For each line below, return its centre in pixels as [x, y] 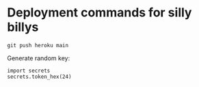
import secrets [29, 71]
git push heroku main [38, 45]
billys [23, 27]
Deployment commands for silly [99, 13]
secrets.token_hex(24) [39, 77]
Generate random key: [39, 58]
